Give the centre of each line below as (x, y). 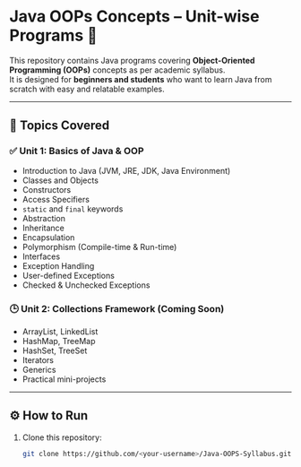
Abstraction (43, 218)
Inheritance (43, 228)
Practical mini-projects (64, 379)
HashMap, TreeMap (59, 341)
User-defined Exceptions (68, 275)
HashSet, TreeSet (55, 350)
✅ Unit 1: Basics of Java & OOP (77, 151)
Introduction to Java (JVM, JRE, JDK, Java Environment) (126, 170)
